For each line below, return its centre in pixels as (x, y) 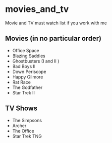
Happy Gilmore (28, 77)
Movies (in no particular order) (53, 38)
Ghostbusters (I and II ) (36, 61)
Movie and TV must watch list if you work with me (56, 23)
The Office (23, 131)
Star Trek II (24, 92)
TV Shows (21, 108)
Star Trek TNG (27, 136)
